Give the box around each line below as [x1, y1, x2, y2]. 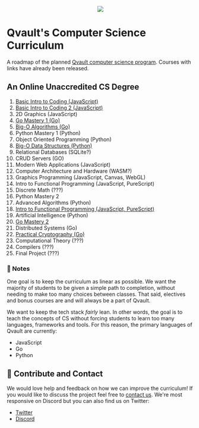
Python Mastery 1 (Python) [15, 129, 81, 136]
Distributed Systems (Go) [15, 224, 78, 232]
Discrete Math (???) [15, 186, 64, 193]
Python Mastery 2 [15, 192, 59, 199]
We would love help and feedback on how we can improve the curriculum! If [7, 385, 193, 392]
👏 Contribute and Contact [7, 369, 103, 379]
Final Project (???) [15, 249, 60, 257]
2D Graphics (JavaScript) [15, 110, 78, 117]
